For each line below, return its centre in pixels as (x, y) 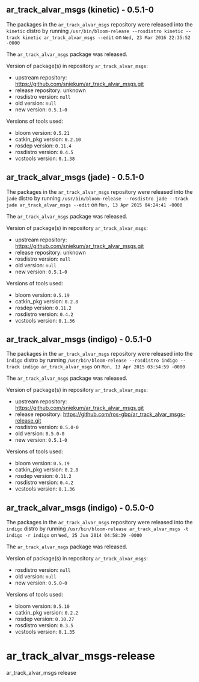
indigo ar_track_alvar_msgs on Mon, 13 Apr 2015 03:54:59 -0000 (103, 367)
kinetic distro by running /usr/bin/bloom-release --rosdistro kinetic (95, 31)
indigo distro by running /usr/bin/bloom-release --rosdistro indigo (92, 360)
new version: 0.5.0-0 (41, 583)
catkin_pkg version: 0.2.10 (48, 139)
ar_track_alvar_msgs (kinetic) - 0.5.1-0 (80, 10)
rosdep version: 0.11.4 (43, 145)
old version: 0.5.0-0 (40, 433)
